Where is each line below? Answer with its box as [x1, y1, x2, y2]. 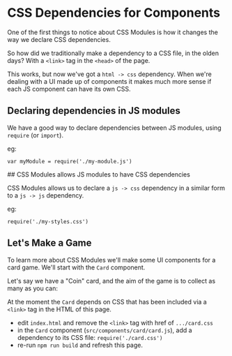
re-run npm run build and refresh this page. [17, 341, 143, 349]
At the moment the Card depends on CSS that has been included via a [7, 297, 207, 306]
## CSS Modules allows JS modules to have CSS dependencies [7, 170, 190, 179]
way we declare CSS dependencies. [7, 35, 111, 43]
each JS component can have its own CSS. [7, 84, 131, 93]
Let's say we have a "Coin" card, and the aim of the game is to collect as [7, 276, 216, 285]
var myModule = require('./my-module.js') [7, 158, 132, 165]
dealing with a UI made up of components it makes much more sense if [7, 77, 212, 85]
